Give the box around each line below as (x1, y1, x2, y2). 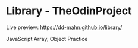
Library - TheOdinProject (6, 4, 132, 18)
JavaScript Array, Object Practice (6, 35, 88, 42)
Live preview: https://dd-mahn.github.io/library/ (6, 24, 123, 31)
